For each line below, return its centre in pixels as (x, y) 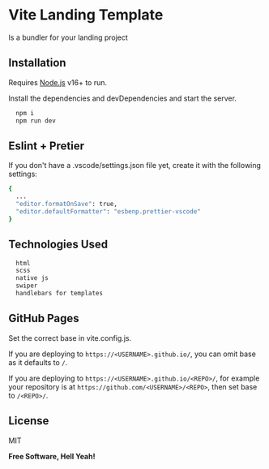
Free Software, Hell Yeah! (52, 456)
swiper (27, 286)
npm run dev (36, 120)
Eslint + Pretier (47, 146)
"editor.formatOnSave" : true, (66, 204)
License (29, 421)
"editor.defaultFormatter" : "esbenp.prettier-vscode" (108, 211)
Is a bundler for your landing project (68, 37)
